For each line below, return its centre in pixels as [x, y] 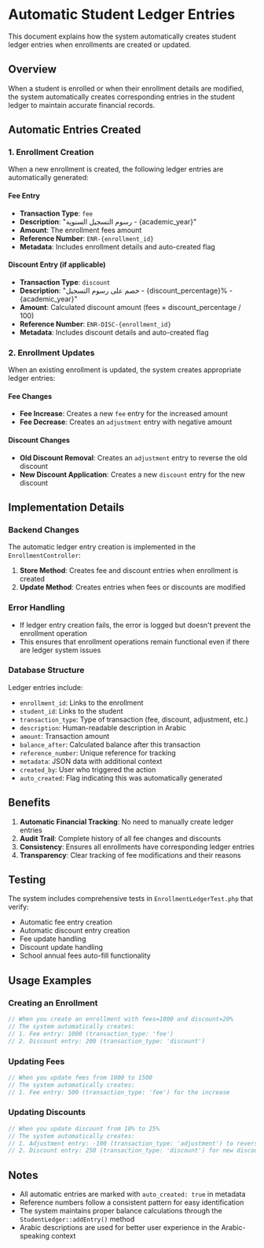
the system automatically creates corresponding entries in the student [122, 97]
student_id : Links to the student [71, 711]
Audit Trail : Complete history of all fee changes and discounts [120, 838]
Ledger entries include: [46, 687]
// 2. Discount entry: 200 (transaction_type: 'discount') [107, 1041]
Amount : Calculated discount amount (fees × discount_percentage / [130, 307]
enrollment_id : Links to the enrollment [81, 703]
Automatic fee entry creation [66, 922]
